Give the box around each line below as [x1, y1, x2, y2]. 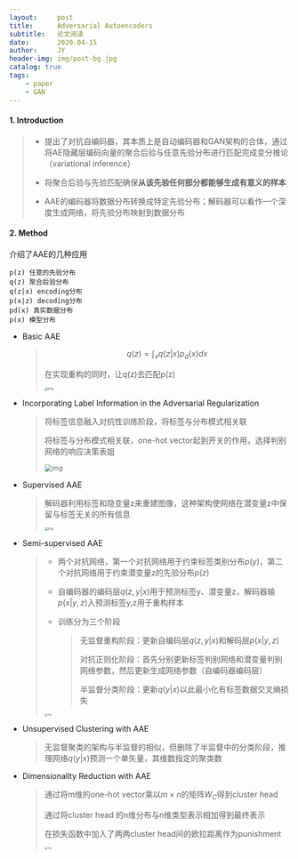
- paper [25, 79, 53, 88]
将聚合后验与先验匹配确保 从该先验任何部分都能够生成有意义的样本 [44, 177, 286, 188]
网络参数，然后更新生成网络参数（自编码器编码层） [79, 665, 268, 676]
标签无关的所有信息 [60, 509, 131, 520]
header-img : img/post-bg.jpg [9, 54, 117, 63]
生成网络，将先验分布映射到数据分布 [52, 206, 185, 218]
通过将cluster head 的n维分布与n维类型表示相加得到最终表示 [44, 810, 265, 821]
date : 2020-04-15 [9, 37, 98, 47]
